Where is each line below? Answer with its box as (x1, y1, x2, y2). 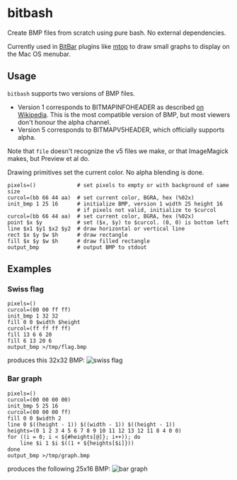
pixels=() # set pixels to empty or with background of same (7, 182, 230, 189)
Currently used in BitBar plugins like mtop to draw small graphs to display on (7, 42, 230, 50)
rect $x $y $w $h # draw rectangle (7, 231, 129, 238)
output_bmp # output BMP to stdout (7, 243, 147, 251)
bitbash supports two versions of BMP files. (7, 89, 136, 97)
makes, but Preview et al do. (7, 154, 90, 162)
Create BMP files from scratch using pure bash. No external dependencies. (7, 28, 226, 37)
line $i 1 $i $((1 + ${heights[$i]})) (20, 440, 134, 447)
